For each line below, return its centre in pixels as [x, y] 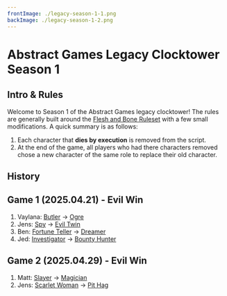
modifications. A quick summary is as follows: [73, 126]
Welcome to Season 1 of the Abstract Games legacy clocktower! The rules [113, 111]
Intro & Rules [35, 95]
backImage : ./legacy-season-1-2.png [60, 20]
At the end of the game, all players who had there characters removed [117, 147]
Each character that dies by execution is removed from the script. [112, 140]
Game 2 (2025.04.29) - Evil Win [77, 261]
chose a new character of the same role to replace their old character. [117, 154]
